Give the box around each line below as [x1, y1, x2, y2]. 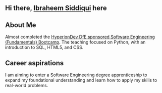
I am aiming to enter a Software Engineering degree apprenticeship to [5, 72, 148, 78]
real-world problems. [5, 83, 48, 89]
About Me [5, 21, 36, 29]
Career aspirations [5, 59, 64, 67]
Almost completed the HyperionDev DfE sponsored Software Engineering [5, 34, 155, 40]
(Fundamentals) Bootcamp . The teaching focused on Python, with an [5, 39, 146, 45]
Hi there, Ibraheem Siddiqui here [5, 4, 108, 12]
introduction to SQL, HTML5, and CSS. [5, 45, 84, 50]
